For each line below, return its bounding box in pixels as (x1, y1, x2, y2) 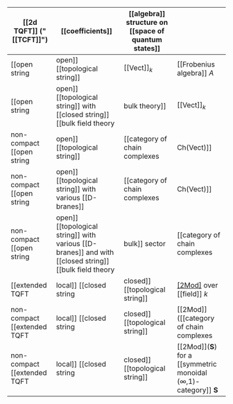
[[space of (129, 26, 165, 35)
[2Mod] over (176, 281, 218, 290)
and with (85, 247, 114, 257)
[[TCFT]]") (12, 35, 49, 44)
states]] (133, 44, 161, 53)
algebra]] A (176, 69, 214, 78)
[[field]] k (176, 289, 208, 299)
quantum (131, 35, 163, 44)
